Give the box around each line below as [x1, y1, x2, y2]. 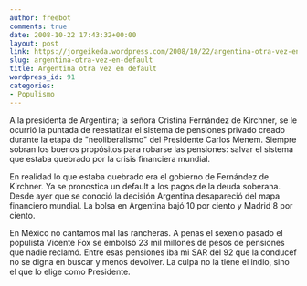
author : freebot [9, 13, 71, 23]
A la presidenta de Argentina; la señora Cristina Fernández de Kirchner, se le [9, 115, 298, 126]
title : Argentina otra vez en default [9, 65, 157, 74]
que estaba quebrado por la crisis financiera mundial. [9, 153, 211, 164]
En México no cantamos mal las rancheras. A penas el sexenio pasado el [9, 227, 283, 238]
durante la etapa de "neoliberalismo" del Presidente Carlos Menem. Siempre [9, 134, 297, 145]
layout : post [9, 38, 59, 48]
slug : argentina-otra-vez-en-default [9, 56, 153, 65]
